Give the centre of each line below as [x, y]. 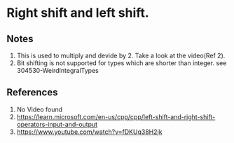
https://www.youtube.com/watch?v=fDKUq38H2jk [89, 132]
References [32, 93]
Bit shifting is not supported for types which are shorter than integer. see [122, 63]
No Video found [40, 109]
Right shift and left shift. [78, 13]
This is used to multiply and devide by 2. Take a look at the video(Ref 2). [121, 55]
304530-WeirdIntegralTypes [57, 70]
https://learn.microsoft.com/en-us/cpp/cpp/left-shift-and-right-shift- [116, 116]
